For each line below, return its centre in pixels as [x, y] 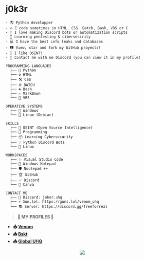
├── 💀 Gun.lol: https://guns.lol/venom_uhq [54, 201]
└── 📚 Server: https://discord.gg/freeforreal [59, 206]
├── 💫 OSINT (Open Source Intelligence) [51, 128]
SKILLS [12, 123]
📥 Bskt [20, 234]
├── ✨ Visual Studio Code [36, 159]
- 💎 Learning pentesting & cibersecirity [48, 37]
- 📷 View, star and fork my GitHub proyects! [53, 47]
